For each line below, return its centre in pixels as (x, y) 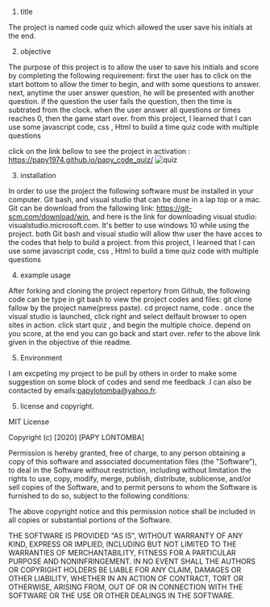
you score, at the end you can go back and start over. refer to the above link (134, 333)
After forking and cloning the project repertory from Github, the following (129, 291)
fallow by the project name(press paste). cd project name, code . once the (131, 308)
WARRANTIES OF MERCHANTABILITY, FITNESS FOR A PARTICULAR (122, 553)
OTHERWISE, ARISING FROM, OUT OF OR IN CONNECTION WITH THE (126, 587)
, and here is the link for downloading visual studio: (173, 216)
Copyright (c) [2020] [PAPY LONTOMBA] (77, 437)
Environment (41, 358)
